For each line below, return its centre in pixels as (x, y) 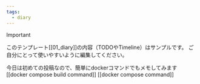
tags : (13, 12)
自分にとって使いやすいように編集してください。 (67, 54)
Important (18, 34)
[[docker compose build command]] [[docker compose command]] (90, 74)
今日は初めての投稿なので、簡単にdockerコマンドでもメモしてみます (92, 68)
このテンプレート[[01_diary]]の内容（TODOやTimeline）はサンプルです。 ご (100, 47)
